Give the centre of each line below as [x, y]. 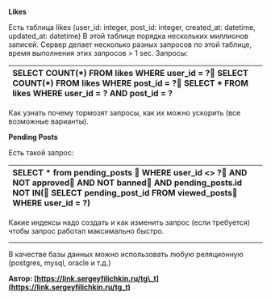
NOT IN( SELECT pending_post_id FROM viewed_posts [122, 193]
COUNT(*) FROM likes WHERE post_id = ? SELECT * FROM [130, 83]
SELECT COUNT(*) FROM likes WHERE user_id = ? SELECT [130, 73]
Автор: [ [23, 279]
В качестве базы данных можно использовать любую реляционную [126, 254]
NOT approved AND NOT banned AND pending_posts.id [127, 183]
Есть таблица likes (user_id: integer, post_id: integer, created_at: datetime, [132, 27]
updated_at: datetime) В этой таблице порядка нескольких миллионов [128, 36]
